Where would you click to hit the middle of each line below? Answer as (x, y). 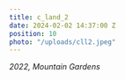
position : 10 (33, 33)
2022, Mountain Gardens (55, 67)
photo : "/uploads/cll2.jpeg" (62, 42)
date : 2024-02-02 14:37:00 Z (62, 25)
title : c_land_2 (39, 17)
